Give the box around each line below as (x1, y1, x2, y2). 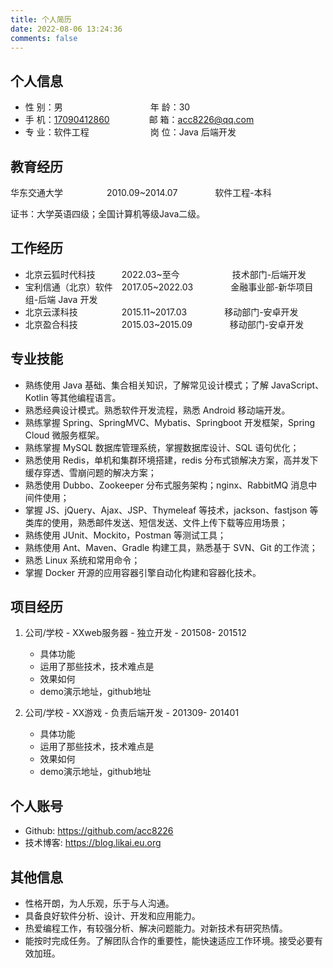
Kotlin (24, 391, 49, 403)
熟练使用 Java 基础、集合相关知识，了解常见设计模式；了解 (24, 379, 269, 391)
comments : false (10, 33, 78, 43)
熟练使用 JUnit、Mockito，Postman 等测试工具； (24, 529, 227, 541)
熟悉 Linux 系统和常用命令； (24, 554, 141, 566)
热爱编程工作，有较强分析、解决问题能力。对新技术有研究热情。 (24, 922, 288, 935)
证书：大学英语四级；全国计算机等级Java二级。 (10, 208, 206, 220)
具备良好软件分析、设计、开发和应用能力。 (24, 910, 201, 922)
